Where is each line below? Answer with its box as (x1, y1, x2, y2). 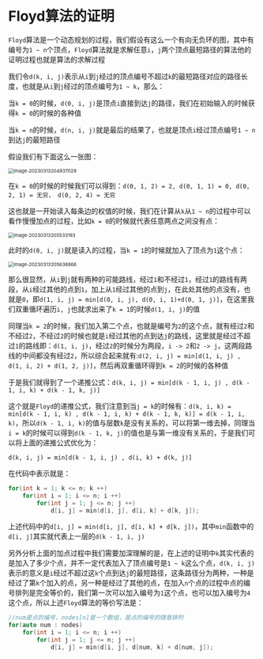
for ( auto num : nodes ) (8, 621, 83, 630)
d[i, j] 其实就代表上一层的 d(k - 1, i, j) (8, 531, 145, 541)
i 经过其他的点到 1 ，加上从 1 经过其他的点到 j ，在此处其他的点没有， (28, 284, 244, 294)
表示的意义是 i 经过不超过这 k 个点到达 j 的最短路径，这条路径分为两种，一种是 (8, 568, 254, 578)
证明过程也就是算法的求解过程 (8, 55, 105, 64)
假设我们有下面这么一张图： (8, 151, 99, 161)
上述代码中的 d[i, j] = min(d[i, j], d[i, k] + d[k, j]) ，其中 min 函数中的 (8, 522, 254, 531)
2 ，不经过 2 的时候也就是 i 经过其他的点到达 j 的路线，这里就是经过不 (28, 330, 244, 341)
